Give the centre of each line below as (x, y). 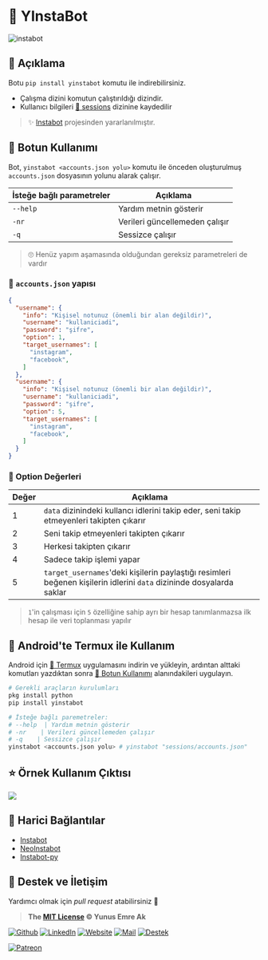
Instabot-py (39, 856)
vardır (37, 263)
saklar (55, 592)
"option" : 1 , (44, 338)
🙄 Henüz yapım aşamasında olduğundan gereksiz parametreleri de (138, 254)
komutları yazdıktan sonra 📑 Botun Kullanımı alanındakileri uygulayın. (121, 674)
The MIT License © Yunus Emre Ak (87, 916)
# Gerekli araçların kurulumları (64, 688)
